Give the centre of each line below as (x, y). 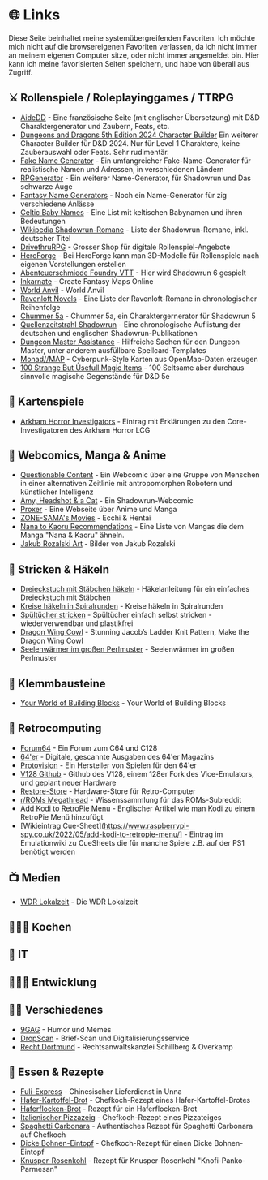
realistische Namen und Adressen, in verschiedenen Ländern (122, 169)
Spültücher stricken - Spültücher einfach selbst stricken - (116, 615)
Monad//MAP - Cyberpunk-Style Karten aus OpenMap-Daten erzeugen (139, 359)
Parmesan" (39, 1169)
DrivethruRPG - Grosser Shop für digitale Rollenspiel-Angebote (125, 247)
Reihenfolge (40, 307)
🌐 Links (34, 15)
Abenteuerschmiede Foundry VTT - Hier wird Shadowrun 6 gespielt (133, 273)
